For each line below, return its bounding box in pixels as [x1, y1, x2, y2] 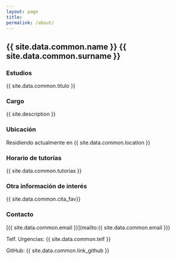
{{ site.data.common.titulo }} [6, 83, 76, 90]
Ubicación [6, 125, 37, 134]
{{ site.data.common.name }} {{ [6, 42, 127, 52]
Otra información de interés [6, 182, 87, 190]
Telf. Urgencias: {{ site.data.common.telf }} [6, 235, 111, 242]
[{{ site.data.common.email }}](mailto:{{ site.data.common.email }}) [6, 224, 171, 231]
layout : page [6, 8, 39, 15]
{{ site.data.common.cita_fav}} [6, 195, 81, 202]
